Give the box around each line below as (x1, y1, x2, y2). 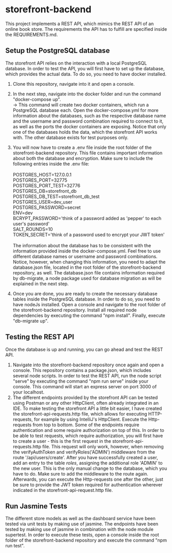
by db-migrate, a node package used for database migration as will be (12, 275, 162, 281)
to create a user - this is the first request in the (12, 438, 111, 444)
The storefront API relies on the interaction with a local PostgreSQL (5, 60, 147, 66)
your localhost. (12, 389, 45, 395)
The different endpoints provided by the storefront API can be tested (12, 394, 158, 401)
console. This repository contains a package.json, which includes (12, 367, 151, 373)
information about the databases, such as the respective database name (12, 112, 166, 118)
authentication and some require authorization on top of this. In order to (12, 427, 164, 433)
